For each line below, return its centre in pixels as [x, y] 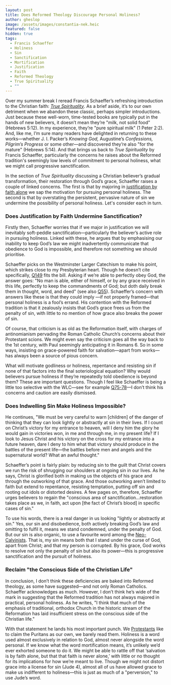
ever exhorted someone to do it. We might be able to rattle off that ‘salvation [86, 650]
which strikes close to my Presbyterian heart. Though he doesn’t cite [78, 269]
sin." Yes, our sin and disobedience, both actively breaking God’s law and [82, 524]
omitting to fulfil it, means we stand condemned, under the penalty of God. [84, 529]
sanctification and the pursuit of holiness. [49, 556]
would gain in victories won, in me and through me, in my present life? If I [82, 433]
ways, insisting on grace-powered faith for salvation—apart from [73, 350]
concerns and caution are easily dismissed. [51, 393]
